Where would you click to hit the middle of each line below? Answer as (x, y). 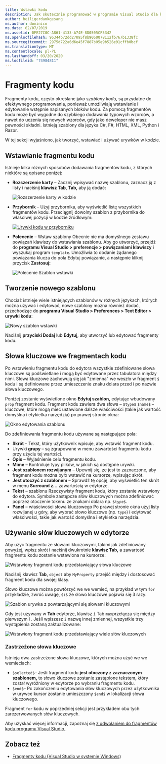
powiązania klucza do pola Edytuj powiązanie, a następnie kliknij (78, 258)
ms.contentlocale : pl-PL (31, 51)
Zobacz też (23, 744)
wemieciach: (18, 663)
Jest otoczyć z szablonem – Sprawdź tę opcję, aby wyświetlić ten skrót (85, 480)
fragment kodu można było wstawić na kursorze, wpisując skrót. (78, 475)
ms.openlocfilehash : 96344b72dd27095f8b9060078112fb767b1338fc (72, 38)
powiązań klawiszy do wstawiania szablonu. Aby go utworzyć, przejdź (84, 242)
